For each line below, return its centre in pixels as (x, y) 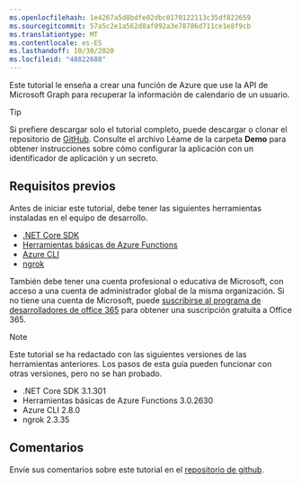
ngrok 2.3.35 (46, 419)
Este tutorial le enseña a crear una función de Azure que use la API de (139, 85)
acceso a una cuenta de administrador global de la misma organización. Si (147, 291)
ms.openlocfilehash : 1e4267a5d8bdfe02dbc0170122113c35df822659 (130, 18)
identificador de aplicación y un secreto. (84, 158)
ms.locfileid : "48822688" (58, 59)
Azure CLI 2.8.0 (51, 409)
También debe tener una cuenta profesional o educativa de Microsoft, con (146, 281)
